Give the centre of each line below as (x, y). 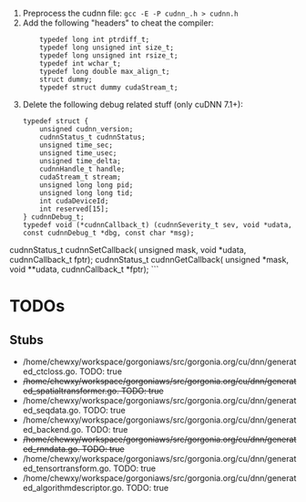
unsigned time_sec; (76, 145)
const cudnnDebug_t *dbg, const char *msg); (108, 233)
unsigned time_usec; (78, 153)
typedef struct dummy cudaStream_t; (109, 88)
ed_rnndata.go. (51, 449)
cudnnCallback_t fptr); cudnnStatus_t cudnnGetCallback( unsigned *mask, (149, 260)
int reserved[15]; (74, 209)
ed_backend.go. (53, 429)
